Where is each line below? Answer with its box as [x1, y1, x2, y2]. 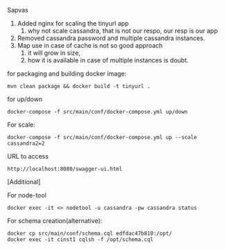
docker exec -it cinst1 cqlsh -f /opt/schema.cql [7, 236, 154, 243]
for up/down [7, 95, 43, 103]
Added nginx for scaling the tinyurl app [17, 19, 129, 27]
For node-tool [7, 191, 47, 199]
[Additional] [7, 178, 41, 186]
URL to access [7, 152, 49, 160]
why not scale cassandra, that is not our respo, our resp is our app [27, 27, 218, 35]
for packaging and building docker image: [7, 69, 127, 78]
